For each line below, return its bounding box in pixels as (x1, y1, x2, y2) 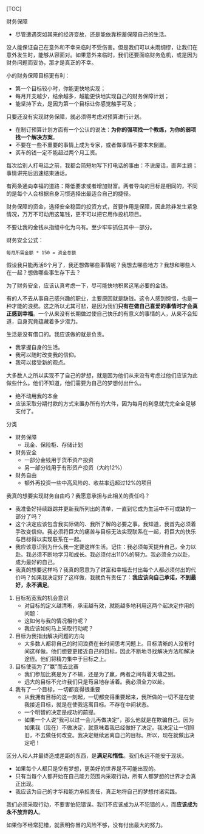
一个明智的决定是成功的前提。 (24, 708, 99, 716)
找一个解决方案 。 (15, 134, 58, 141)
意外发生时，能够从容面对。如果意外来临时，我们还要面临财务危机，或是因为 (6, 51, 198, 59)
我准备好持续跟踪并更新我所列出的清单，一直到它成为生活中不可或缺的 (15, 505, 191, 512)
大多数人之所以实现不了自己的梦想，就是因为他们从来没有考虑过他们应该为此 (6, 372, 198, 379)
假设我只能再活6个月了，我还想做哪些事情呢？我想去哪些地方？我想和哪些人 (6, 262, 196, 268)
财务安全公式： (6, 237, 44, 243)
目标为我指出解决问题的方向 (15, 632, 85, 640)
